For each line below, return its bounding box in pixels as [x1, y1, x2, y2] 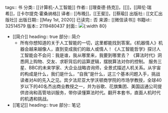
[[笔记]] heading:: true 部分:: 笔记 [12, 102, 81, 108]
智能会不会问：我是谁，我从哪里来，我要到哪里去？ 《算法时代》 [24, 52, 158, 58]
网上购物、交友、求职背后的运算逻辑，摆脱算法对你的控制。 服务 [24, 59, 158, 64]
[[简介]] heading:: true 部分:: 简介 [12, 34, 81, 39]
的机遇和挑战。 [20, 96, 51, 102]
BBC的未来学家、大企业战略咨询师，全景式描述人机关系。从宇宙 [29, 65, 161, 71]
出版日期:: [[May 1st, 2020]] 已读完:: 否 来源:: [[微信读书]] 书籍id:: [18, 17, 152, 22]
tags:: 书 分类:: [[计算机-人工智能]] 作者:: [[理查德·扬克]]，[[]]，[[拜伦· [5, 4, 147, 10]
